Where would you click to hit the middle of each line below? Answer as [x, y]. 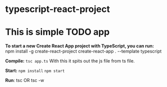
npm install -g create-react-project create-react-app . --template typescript [83, 51]
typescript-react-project [58, 9]
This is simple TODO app [57, 32]
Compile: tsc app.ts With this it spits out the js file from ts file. [70, 61]
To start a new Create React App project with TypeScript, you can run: [80, 46]
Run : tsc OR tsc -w [25, 80]
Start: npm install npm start [35, 70]
